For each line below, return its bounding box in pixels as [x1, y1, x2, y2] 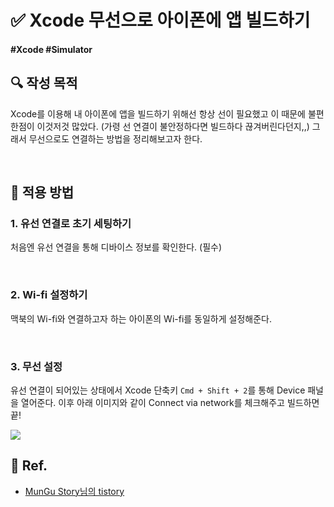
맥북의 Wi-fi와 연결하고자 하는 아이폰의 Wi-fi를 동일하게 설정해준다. [10, 312, 272, 325]
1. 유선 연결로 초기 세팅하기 [10, 216, 132, 230]
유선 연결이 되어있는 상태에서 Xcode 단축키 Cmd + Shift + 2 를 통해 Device [10, 384, 306, 396]
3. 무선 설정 [10, 359, 63, 373]
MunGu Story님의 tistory [24, 485, 125, 497]
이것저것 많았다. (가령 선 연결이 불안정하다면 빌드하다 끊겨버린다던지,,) [36, 120, 310, 132]
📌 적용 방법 [10, 184, 75, 201]
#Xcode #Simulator [10, 43, 93, 55]
